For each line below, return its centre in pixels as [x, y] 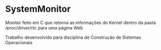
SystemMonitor [38, 9]
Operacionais [19, 42]
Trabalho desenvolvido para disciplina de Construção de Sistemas [73, 37]
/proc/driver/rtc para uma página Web [44, 27]
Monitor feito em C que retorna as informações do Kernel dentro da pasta [80, 23]
